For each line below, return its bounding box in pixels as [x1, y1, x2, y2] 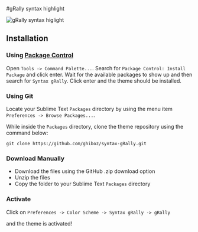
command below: [6, 129, 48, 136]
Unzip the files [14, 174, 50, 181]
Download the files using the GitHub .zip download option [14, 168, 155, 175]
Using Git [6, 92, 34, 100]
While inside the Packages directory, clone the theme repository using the [6, 123, 184, 130]
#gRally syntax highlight [6, 5, 65, 12]
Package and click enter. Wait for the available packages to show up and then [6, 71, 193, 78]
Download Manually [6, 154, 65, 162]
